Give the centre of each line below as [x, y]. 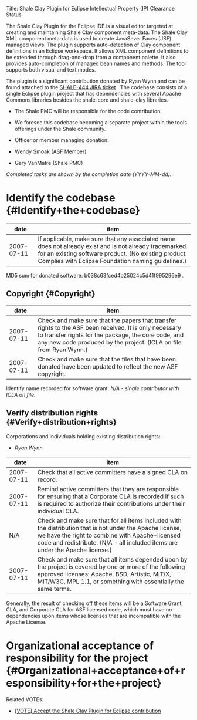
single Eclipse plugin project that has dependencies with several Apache [94, 94]
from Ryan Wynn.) [63, 350]
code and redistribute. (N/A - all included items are [107, 542]
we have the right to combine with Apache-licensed [109, 535]
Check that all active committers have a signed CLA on [112, 472]
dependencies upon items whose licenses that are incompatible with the [94, 616]
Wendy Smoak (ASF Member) [50, 151]
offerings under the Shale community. [60, 129]
